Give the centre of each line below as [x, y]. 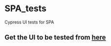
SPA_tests [26, 9]
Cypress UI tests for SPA [29, 22]
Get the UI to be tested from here [55, 37]
